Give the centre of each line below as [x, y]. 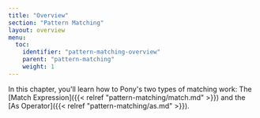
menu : [17, 37]
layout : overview [37, 30]
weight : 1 [39, 67]
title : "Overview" [38, 15]
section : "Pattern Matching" [56, 23]
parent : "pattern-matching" [68, 60]
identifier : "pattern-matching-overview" [91, 52]
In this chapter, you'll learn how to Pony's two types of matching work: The [130, 89]
